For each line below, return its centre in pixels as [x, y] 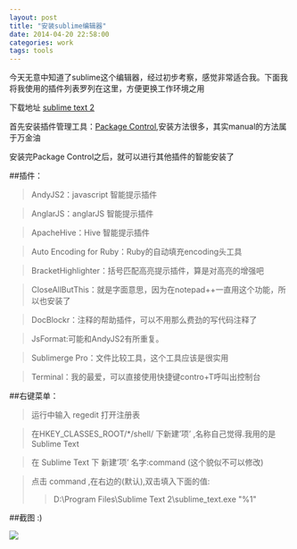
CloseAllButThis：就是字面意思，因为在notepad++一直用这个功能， [154, 290]
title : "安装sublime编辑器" [58, 26]
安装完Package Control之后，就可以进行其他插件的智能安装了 [122, 156]
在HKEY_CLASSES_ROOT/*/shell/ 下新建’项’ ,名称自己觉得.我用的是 [153, 434]
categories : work [41, 42]
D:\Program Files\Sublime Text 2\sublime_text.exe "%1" [155, 499]
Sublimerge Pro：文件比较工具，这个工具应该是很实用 [130, 358]
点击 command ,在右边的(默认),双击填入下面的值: [120, 481]
